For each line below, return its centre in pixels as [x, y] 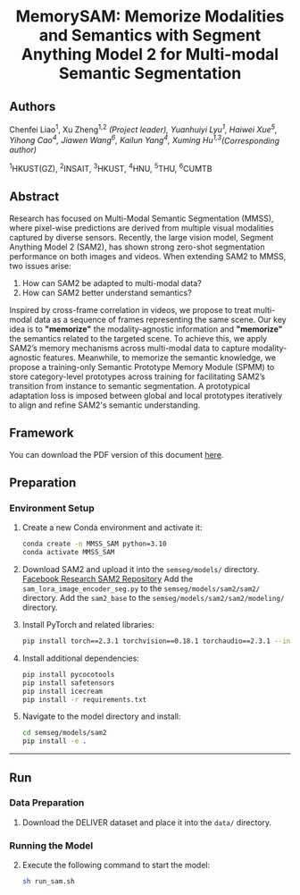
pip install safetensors [68, 683]
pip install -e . [54, 741]
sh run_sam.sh [48, 882]
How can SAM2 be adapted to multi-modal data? [112, 283]
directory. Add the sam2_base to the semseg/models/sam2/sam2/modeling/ [153, 598]
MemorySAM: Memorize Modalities [150, 17]
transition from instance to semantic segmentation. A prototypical [130, 385]
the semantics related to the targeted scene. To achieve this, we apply [138, 338]
